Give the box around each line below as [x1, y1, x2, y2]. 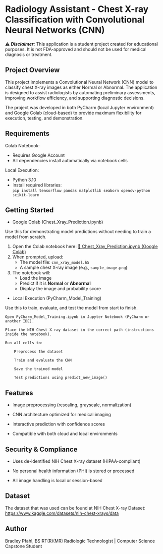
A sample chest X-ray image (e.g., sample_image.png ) [19, 264, 128, 271]
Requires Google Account [12, 152, 65, 158]
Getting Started [5, 206, 54, 214]
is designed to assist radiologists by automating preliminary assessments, [5, 89, 156, 95]
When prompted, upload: [12, 254, 63, 260]
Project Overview [5, 66, 60, 74]
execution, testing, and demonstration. [5, 115, 84, 121]
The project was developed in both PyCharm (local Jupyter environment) [5, 104, 154, 110]
